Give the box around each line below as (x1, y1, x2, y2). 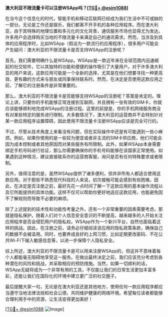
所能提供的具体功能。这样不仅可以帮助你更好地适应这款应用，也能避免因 (13, 189, 163, 195)
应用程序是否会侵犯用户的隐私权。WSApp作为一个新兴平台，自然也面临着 (5, 218, 156, 224)
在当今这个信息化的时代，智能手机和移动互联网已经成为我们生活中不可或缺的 (5, 15, 163, 21)
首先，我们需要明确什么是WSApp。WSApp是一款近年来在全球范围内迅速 (5, 57, 155, 63)
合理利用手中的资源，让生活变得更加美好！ (5, 296, 93, 302)
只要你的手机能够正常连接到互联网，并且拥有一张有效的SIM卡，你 (22, 99, 158, 105)
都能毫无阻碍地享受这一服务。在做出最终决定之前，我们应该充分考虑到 (13, 254, 158, 260)
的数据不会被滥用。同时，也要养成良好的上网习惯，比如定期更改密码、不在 (5, 231, 158, 237)
